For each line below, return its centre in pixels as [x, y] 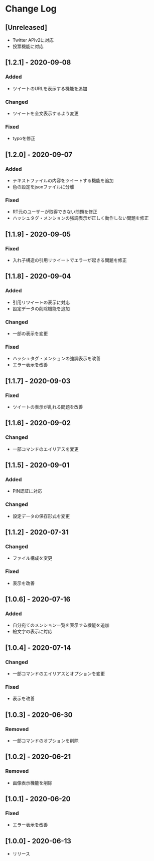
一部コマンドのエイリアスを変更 [45, 449]
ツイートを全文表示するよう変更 [45, 113]
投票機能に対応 [28, 46]
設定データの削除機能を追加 [41, 308]
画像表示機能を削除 [32, 783]
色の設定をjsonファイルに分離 [43, 186]
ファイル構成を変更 [32, 558]
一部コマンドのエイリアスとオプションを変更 [59, 674]
